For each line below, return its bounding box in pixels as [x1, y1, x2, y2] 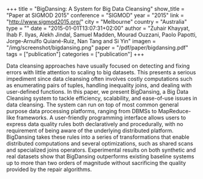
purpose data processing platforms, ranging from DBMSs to [6, 108, 157, 114]
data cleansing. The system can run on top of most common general [6, 101, 179, 108]
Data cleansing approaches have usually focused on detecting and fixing [6, 62, 190, 69]
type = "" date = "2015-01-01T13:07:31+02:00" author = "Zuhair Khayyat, [6, 24, 190, 32]
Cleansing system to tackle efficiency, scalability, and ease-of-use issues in [6, 94, 197, 102]
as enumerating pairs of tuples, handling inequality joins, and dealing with [6, 82, 192, 89]
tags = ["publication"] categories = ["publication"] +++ [6, 51, 145, 57]
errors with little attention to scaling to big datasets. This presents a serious [6, 69, 196, 75]
